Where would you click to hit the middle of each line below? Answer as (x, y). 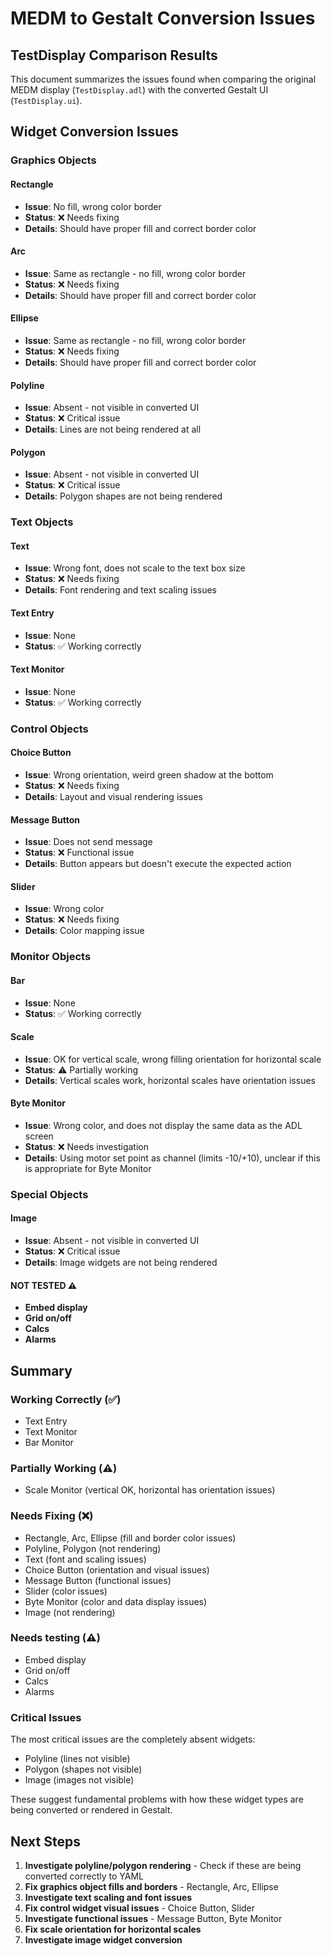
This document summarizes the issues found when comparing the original (163, 79)
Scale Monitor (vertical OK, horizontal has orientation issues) (150, 1490)
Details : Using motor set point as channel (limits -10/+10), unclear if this (172, 1158)
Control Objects (49, 729)
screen (39, 1136)
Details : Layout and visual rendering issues (113, 796)
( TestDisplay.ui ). (46, 100)
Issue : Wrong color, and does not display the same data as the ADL (163, 1125)
